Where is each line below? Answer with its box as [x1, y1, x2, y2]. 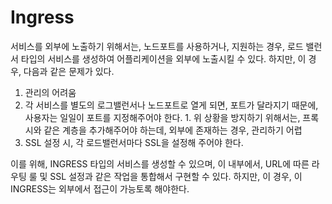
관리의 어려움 [24, 86, 77, 98]
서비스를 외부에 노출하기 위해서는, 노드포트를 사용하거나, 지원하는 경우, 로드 [10, 40, 304, 52]
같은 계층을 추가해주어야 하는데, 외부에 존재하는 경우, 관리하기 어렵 [43, 124, 303, 136]
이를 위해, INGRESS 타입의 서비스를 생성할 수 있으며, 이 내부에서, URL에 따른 [10, 157, 310, 170]
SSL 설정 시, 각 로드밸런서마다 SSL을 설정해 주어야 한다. [24, 136, 244, 148]
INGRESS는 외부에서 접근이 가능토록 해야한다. [10, 182, 190, 195]
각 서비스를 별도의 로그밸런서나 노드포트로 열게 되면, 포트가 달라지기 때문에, [24, 99, 319, 111]
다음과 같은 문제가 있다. [23, 65, 115, 77]
